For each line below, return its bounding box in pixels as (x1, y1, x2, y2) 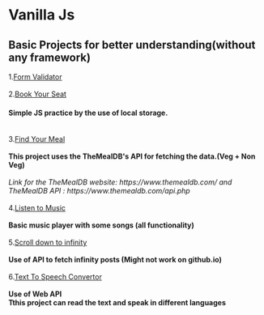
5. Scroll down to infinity (8, 237, 87, 248)
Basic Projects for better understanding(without (8, 38, 256, 52)
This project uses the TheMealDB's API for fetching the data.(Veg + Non (8, 151, 256, 161)
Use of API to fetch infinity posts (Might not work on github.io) (8, 255, 223, 265)
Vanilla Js (8, 6, 75, 24)
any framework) (8, 50, 92, 64)
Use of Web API (8, 289, 62, 299)
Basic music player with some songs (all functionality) (8, 220, 194, 230)
